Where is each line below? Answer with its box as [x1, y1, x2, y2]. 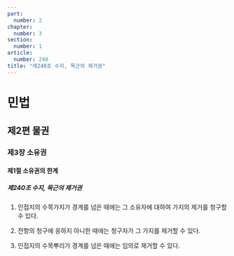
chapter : [7, 23, 33, 30]
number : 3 [13, 29, 42, 37]
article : [7, 50, 33, 57]
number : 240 [13, 56, 49, 63]
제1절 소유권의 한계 [7, 166, 58, 175]
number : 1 [13, 43, 42, 50]
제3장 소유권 [7, 148, 47, 158]
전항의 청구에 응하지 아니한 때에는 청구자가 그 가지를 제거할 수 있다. [17, 226, 201, 235]
